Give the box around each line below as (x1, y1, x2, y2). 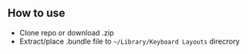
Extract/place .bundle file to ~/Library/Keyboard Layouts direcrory (19, 36, 240, 46)
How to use (7, 6, 65, 20)
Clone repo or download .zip (19, 27, 115, 37)
